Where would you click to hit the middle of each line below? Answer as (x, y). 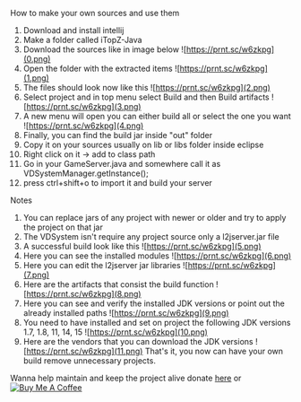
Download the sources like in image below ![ (105, 49)
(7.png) (36, 275)
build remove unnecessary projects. (89, 361)
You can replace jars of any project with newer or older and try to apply (155, 218)
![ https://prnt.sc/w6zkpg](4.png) (83, 126)
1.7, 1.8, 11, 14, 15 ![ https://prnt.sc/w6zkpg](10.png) (116, 332)
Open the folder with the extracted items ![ (101, 68)
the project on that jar (63, 227)
